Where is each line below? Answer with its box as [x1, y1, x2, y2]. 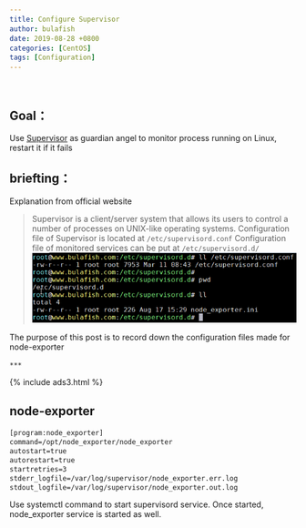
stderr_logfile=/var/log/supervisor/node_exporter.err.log [9, 473, 239, 482]
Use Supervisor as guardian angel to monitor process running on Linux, [9, 132, 278, 143]
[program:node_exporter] [9, 428, 104, 437]
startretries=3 [9, 464, 67, 473]
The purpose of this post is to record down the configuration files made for [9, 332, 291, 343]
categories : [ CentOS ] [9, 44, 92, 53]
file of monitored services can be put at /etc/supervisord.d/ [31, 242, 260, 253]
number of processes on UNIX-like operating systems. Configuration [31, 223, 290, 234]
